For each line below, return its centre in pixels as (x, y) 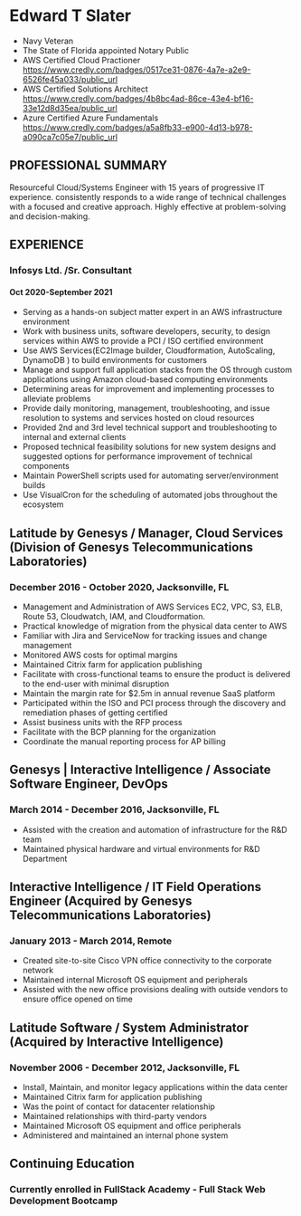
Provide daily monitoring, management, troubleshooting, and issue (146, 408)
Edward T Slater (71, 16)
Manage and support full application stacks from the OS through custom (157, 370)
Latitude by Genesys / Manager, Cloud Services (146, 533)
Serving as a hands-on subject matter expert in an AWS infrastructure (152, 312)
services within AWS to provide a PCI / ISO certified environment (143, 341)
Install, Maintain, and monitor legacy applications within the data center (155, 1087)
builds (34, 485)
